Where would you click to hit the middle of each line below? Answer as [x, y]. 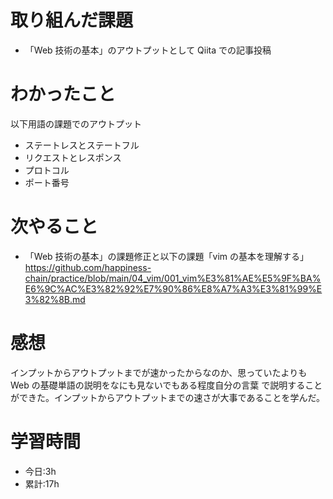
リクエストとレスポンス [73, 157]
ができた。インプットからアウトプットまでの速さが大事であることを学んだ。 [168, 397]
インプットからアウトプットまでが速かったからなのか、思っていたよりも [159, 372]
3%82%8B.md [55, 299]
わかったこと [63, 94]
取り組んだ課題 [72, 20]
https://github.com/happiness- [88, 267]
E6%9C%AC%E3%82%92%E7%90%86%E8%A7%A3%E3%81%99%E [173, 288]
